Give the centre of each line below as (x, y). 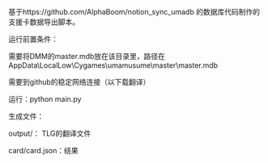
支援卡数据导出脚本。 (44, 22)
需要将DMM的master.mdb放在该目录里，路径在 (87, 56)
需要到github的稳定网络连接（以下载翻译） (79, 82)
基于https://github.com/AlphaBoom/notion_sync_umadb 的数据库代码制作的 (134, 12)
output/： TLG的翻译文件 (50, 133)
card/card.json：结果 (43, 150)
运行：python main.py (45, 99)
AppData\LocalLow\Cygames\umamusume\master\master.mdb (113, 65)
